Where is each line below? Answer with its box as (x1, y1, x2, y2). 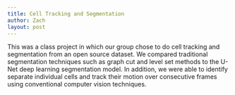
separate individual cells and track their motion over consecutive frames (7, 72, 217, 81)
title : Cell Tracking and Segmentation (7, 10, 125, 18)
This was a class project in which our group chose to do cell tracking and (7, 43, 220, 51)
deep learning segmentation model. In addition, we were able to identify (19, 65, 228, 74)
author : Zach (7, 17, 46, 24)
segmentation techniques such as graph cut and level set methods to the (7, 58, 219, 66)
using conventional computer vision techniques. (7, 80, 147, 89)
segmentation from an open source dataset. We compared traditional (7, 50, 208, 58)
